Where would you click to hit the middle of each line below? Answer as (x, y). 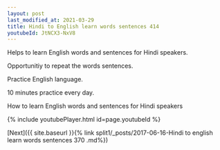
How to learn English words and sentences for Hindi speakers (95, 106)
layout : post (26, 13)
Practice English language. (45, 79)
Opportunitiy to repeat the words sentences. (70, 66)
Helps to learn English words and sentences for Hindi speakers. (98, 53)
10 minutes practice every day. (51, 93)
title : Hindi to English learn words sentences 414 (83, 26)
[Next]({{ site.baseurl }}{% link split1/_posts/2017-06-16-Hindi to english (110, 133)
